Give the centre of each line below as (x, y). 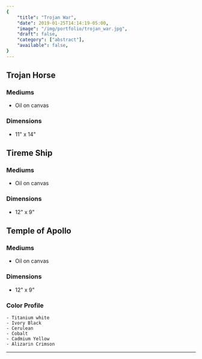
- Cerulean (20, 328)
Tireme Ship (29, 153)
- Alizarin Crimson (31, 344)
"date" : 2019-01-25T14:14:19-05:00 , (63, 23)
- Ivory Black (24, 323)
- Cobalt (17, 334)
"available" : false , (43, 46)
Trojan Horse (31, 75)
